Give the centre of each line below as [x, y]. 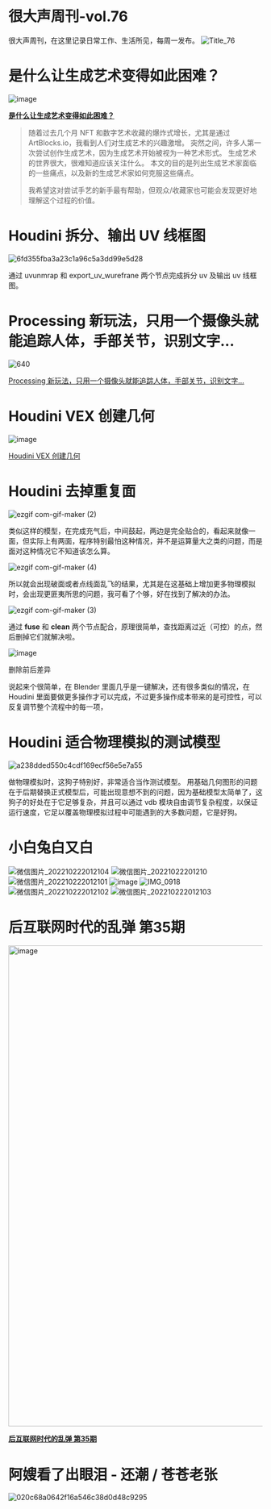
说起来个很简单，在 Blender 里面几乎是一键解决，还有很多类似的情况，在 [129, 686]
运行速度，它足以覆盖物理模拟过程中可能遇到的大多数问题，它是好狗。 [125, 812]
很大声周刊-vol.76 [68, 17]
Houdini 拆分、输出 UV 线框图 [107, 236]
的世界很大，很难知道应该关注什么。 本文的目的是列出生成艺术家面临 [142, 163]
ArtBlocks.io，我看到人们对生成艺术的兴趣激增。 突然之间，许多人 [138, 143]
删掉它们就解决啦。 [47, 636]
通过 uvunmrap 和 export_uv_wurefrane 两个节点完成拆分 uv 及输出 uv [125, 275]
